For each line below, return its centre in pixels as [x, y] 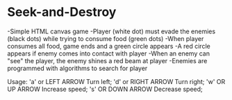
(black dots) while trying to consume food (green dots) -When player [106, 38]
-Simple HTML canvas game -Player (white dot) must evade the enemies [111, 31]
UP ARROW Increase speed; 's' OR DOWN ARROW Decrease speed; [105, 89]
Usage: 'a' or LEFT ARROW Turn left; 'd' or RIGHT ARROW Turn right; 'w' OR [116, 81]
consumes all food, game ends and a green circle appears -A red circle [109, 46]
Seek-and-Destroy [62, 12]
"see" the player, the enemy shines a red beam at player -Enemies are [107, 60]
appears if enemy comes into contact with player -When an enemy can [109, 53]
